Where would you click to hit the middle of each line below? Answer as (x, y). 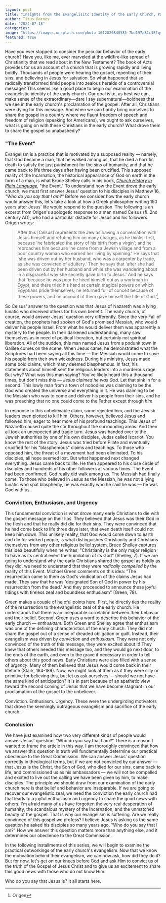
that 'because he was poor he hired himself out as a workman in (83, 280)
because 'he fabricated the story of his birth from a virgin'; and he (84, 243)
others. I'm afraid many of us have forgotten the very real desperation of (79, 804)
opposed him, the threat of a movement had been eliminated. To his (74, 452)
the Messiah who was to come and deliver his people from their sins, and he (83, 395)
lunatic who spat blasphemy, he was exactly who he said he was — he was (82, 484)
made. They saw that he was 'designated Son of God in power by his (75, 582)
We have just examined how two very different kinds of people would (75, 735)
